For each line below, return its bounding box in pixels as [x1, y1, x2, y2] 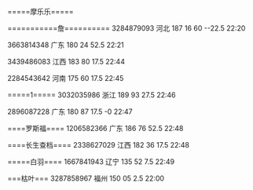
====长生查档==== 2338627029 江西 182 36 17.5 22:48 [7, 141, 190, 149]
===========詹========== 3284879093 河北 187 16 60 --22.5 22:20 [7, 24, 246, 33]
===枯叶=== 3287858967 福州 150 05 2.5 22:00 [7, 174, 165, 183]
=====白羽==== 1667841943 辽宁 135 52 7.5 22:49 [7, 157, 174, 166]
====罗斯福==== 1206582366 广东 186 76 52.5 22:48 [7, 124, 184, 133]
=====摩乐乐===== [7, 7, 74, 16]
